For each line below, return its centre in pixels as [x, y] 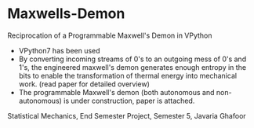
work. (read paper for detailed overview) [84, 84]
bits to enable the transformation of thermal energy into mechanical [127, 75]
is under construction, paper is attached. [129, 101]
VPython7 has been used [59, 50]
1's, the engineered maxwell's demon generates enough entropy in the [132, 67]
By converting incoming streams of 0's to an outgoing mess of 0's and [132, 59]
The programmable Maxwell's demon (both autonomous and [116, 92]
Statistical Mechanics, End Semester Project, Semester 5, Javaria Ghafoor [127, 115]
